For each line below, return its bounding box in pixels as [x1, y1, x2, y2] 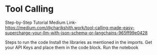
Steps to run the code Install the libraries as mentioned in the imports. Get [5, 39, 153, 45]
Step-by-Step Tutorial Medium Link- [5, 19, 77, 25]
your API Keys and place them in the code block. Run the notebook [5, 44, 139, 50]
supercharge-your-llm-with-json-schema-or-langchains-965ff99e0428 [5, 30, 148, 36]
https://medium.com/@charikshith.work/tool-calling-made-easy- [5, 24, 135, 30]
